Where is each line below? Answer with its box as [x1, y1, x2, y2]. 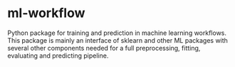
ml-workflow [7, 5, 85, 21]
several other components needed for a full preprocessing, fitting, [7, 43, 201, 52]
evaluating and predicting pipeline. [7, 51, 109, 60]
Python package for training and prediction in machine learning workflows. [7, 29, 226, 37]
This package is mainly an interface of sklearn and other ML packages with [7, 36, 228, 44]
